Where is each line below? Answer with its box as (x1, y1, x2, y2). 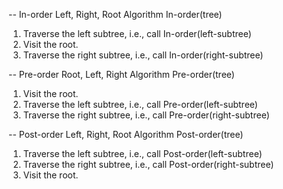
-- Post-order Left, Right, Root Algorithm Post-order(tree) (8, 129, 244, 140)
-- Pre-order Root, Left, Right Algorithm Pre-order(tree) (8, 69, 235, 80)
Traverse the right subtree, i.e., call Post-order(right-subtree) (22, 159, 275, 170)
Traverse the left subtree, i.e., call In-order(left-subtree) (22, 28, 252, 39)
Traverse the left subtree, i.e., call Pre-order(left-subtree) (22, 99, 258, 110)
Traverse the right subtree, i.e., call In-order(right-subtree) (22, 49, 264, 61)
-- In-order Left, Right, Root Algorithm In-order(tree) (8, 9, 223, 20)
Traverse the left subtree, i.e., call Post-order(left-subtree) (22, 148, 263, 159)
